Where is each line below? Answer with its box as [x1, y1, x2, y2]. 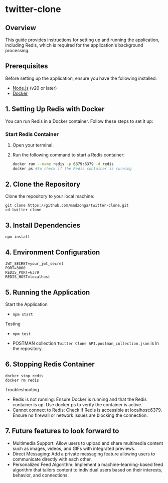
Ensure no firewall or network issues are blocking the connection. [12, 412, 148, 418]
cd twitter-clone [5, 207, 42, 213]
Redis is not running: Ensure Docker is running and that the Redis [12, 396, 147, 402]
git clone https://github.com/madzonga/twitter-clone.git [5, 203, 129, 208]
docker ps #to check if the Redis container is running [12, 166, 132, 171]
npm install [5, 234, 30, 239]
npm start [12, 312, 34, 317]
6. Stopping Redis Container [5, 360, 95, 369]
